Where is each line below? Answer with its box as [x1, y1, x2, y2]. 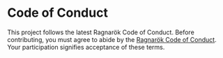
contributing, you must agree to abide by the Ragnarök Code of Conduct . [7, 35, 217, 43]
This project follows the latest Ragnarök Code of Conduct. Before [7, 28, 195, 36]
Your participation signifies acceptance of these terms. [7, 43, 165, 51]
